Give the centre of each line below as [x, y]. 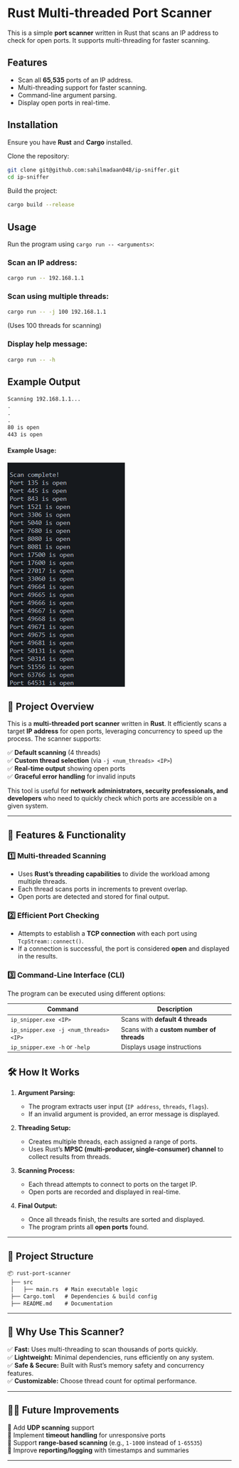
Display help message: [47, 344]
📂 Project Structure [51, 1256]
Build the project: [32, 191]
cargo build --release [41, 205]
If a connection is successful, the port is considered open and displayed [123, 949]
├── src [22, 1282]
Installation [33, 125]
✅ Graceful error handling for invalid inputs [71, 776]
